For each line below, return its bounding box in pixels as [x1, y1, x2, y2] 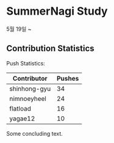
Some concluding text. [6, 130, 63, 137]
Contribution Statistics [6, 43, 94, 54]
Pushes [57, 74, 79, 82]
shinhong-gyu [9, 84, 51, 93]
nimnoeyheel [9, 94, 47, 103]
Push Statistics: [6, 59, 46, 67]
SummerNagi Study [6, 4, 108, 18]
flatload [9, 104, 32, 112]
